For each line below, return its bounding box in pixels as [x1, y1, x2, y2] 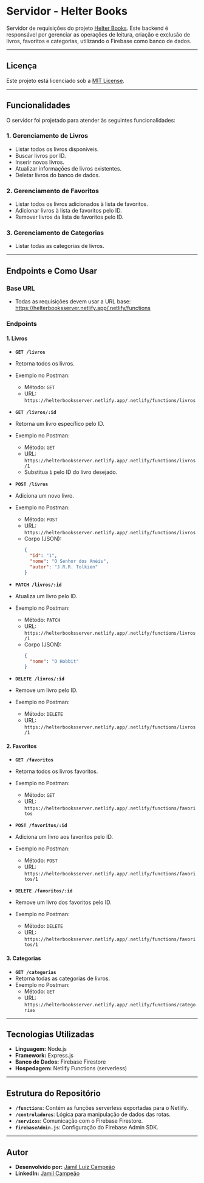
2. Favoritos [6, 742, 37, 750]
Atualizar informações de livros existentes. [15, 164, 122, 172]
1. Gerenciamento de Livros [6, 132, 89, 140]
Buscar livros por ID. [15, 152, 66, 159]
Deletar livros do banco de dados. [15, 171, 100, 178]
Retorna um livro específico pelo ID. [15, 420, 104, 428]
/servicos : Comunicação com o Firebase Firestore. [15, 1117, 143, 1125]
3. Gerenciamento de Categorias [6, 228, 104, 237]
